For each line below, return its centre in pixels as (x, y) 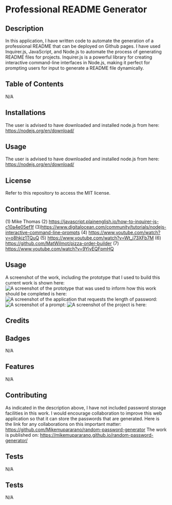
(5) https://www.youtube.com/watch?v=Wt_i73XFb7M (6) (101, 238)
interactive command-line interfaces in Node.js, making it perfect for (78, 62)
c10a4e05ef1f (20, 227)
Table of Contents (35, 84)
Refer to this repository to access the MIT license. (58, 193)
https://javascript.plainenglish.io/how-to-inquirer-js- (104, 221)
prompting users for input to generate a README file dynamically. (75, 68)
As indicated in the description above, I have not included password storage (86, 407)
